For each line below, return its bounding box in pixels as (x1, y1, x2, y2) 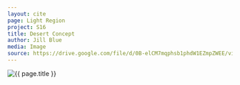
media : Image (7, 43, 46, 50)
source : (7, 50, 31, 57)
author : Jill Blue (7, 37, 62, 44)
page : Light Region (7, 17, 66, 24)
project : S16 (7, 23, 46, 30)
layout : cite (7, 10, 46, 18)
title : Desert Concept (7, 30, 75, 38)
